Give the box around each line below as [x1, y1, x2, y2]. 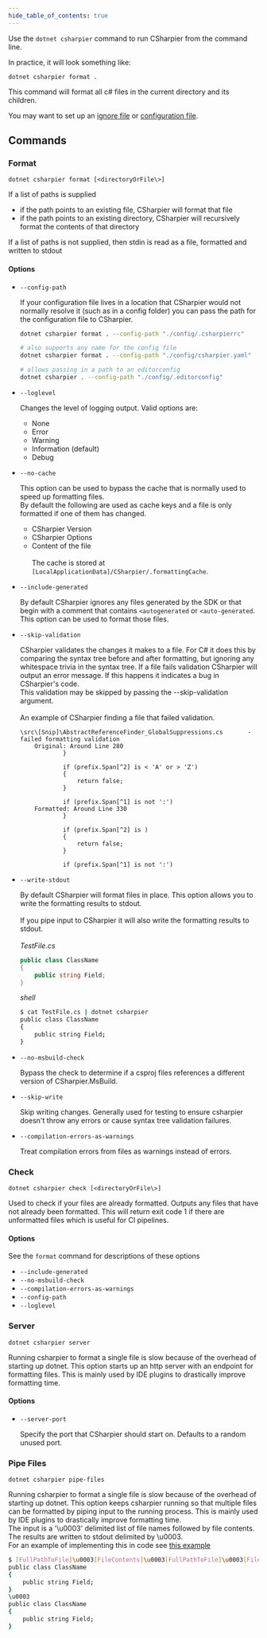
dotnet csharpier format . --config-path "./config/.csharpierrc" [19, 330, 245, 338]
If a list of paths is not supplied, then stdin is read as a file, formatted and [8, 237, 247, 247]
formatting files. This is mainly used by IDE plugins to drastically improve [8, 1370, 246, 1379]
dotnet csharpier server [8, 1338, 91, 1346]
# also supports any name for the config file [19, 344, 177, 352]
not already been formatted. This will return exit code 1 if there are [8, 1207, 225, 1217]
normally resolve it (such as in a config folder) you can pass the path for [19, 306, 257, 315]
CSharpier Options [31, 532, 93, 542]
